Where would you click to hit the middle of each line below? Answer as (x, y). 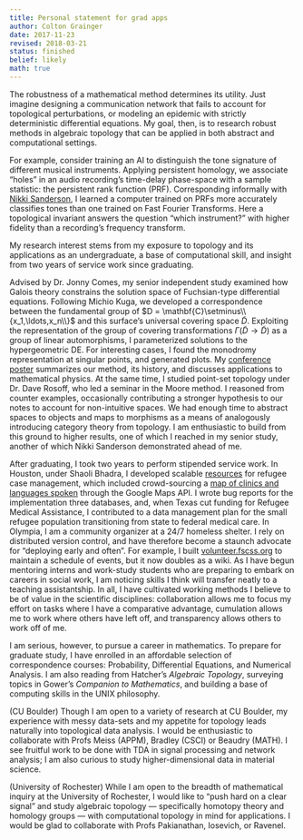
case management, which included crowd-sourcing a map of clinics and (144, 483)
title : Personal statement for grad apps (89, 18)
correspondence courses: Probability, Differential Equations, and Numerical (151, 665)
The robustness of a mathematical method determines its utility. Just (137, 94)
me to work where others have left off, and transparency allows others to (145, 618)
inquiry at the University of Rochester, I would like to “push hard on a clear (148, 796)
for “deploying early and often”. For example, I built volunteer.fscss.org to (146, 550)
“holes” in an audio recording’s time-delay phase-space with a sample (141, 179)
